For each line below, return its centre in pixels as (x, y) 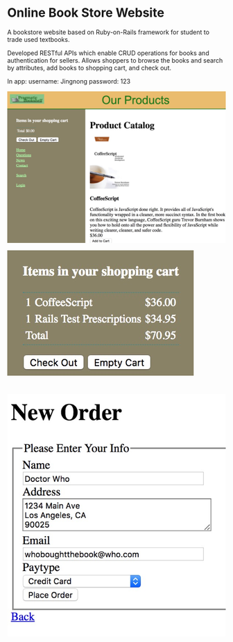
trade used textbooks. (38, 39)
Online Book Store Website (86, 13)
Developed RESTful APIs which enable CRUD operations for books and (108, 53)
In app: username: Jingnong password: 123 (69, 81)
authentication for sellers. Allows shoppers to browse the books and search (115, 60)
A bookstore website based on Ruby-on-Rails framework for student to (109, 32)
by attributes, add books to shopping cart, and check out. (89, 68)
